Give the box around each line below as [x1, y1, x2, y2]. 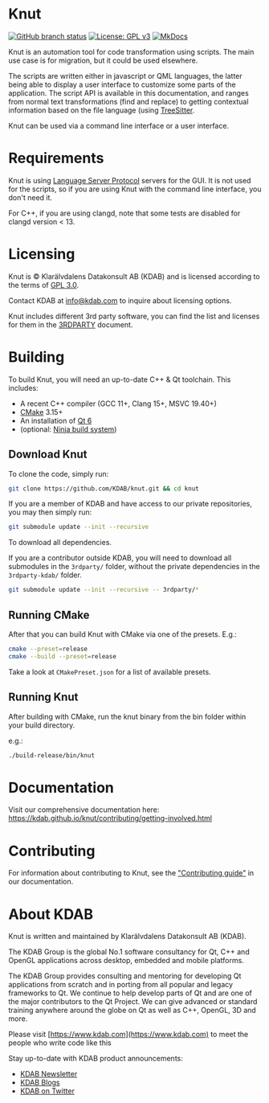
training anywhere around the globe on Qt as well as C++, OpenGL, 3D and [8, 1006, 257, 1015]
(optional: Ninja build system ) [19, 424, 117, 434]
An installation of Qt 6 [19, 416, 92, 425]
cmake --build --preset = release [8, 652, 116, 660]
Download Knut [8, 448, 88, 461]
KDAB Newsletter [19, 1069, 78, 1079]
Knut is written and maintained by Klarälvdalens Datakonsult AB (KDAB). [8, 932, 247, 941]
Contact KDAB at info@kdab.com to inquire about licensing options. [8, 295, 232, 305]
